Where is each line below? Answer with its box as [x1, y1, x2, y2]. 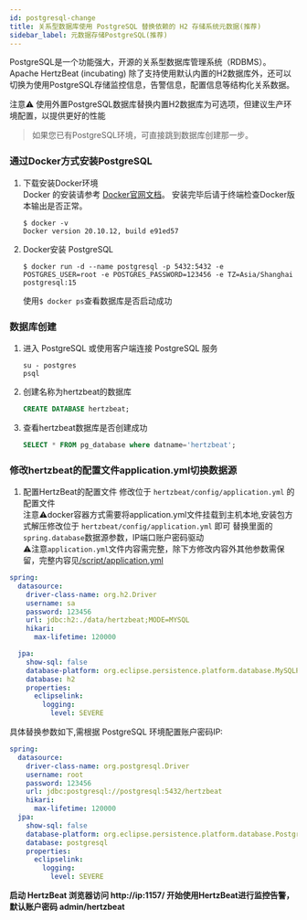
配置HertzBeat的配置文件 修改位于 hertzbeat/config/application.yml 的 [22, 487, 295, 497]
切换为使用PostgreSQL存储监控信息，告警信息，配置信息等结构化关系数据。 [9, 80, 295, 91]
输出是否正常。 [30, 200, 88, 211]
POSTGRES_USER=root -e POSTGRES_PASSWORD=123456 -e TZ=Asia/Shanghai [22, 270, 294, 279]
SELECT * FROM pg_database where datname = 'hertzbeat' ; [22, 440, 237, 449]
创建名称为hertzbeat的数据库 [22, 386, 132, 397]
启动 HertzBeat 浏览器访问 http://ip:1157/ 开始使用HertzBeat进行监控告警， [9, 890, 294, 901]
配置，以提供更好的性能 [16, 111, 106, 122]
